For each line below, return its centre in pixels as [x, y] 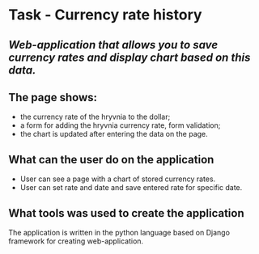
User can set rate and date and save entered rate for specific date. [131, 188]
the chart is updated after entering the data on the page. [114, 134]
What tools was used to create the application [126, 213]
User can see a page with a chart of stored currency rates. [118, 179]
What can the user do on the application [111, 159]
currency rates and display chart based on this [129, 57]
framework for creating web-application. [76, 241]
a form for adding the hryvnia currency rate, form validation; [120, 125]
